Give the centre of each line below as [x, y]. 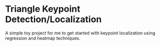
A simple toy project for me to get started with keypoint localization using [80, 33]
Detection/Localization [54, 19]
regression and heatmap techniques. [43, 38]
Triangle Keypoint [43, 9]
